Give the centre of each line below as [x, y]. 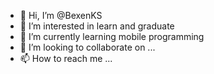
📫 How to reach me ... [66, 58]
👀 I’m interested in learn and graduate [97, 26]
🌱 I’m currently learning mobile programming [112, 36]
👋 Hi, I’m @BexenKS [61, 15]
